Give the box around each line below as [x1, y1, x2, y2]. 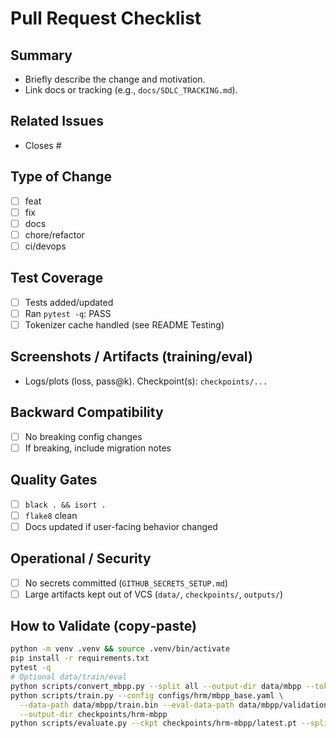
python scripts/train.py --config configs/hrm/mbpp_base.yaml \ [10, 690, 284, 701]
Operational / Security [10, 550, 152, 567]
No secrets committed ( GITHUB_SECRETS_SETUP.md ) [24, 577, 229, 589]
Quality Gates [10, 472, 98, 489]
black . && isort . [24, 500, 107, 510]
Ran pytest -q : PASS [24, 307, 112, 319]
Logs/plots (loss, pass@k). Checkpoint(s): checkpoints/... [24, 375, 268, 387]
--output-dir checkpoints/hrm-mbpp [19, 709, 168, 719]
